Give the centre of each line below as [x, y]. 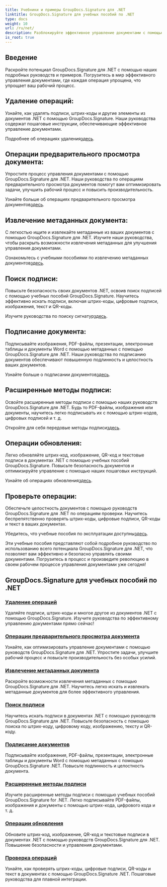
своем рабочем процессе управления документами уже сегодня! [76, 564]
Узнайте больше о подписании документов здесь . [58, 374]
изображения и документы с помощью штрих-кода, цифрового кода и [80, 805]
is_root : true [20, 38]
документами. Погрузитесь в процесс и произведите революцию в [77, 559]
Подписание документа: [46, 332]
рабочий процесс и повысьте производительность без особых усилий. [81, 658]
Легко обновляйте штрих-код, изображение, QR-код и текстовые [75, 455]
